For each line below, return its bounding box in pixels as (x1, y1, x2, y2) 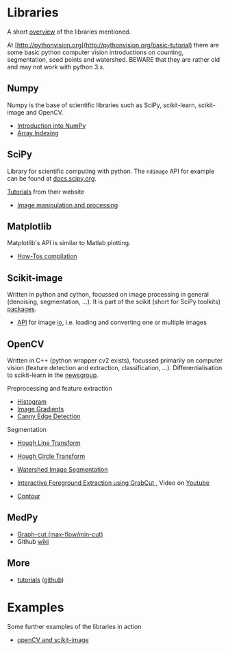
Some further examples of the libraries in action (7, 622, 142, 630)
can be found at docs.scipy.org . (7, 174, 97, 183)
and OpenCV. (26, 108, 64, 116)
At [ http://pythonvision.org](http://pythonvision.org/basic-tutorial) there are (7, 41, 220, 49)
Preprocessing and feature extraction (7, 385, 112, 392)
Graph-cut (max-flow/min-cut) (16, 530, 104, 538)
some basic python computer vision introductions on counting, (7, 48, 184, 56)
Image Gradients (16, 405, 64, 413)
